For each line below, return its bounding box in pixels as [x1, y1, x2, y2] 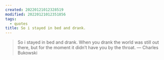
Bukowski [17, 50, 37, 56]
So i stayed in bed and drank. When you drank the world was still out [17, 39, 159, 45]
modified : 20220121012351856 [5, 12, 66, 17]
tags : [5, 16, 16, 21]
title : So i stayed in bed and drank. [5, 26, 86, 31]
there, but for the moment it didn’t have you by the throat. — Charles [17, 45, 158, 51]
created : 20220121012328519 [5, 7, 64, 12]
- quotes [9, 21, 28, 26]
